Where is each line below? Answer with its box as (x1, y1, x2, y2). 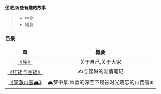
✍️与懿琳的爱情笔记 (77, 68, 124, 75)
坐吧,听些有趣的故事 (5, 5, 46, 10)
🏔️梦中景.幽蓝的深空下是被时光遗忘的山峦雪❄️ (47, 79, 154, 86)
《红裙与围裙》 (7, 69, 43, 76)
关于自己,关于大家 (79, 59, 121, 66)
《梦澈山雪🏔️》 (8, 79, 42, 86)
